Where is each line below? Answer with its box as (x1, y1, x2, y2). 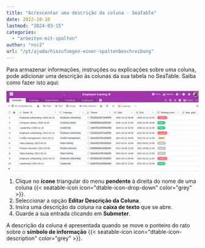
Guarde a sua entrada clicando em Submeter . (15, 210, 131, 217)
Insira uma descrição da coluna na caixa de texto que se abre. (15, 203, 173, 210)
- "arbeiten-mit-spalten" (12, 35, 78, 42)
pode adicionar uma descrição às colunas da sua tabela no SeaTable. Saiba (6, 72, 196, 79)
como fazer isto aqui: (6, 79, 60, 86)
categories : (6, 29, 37, 35)
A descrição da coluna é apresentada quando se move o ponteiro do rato (6, 221, 190, 229)
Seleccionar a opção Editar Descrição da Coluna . (15, 197, 141, 204)
